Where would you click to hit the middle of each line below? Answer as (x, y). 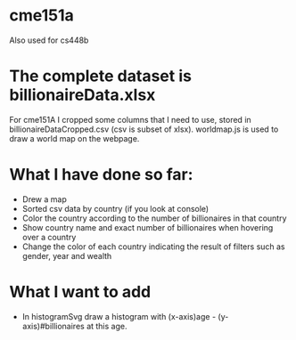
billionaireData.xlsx (82, 95)
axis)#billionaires (53, 326)
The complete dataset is (100, 76)
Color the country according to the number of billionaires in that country (154, 218)
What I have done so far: (101, 175)
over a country (49, 237)
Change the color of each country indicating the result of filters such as (153, 247)
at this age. (107, 326)
